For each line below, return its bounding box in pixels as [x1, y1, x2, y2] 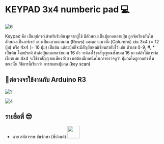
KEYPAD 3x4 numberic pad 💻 [5, 4, 130, 15]
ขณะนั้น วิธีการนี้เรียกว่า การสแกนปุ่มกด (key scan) [5, 61, 91, 67]
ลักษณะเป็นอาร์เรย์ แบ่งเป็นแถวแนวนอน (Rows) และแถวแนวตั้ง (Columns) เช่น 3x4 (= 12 [5, 38, 159, 44]
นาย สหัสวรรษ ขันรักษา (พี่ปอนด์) [12, 134, 66, 140]
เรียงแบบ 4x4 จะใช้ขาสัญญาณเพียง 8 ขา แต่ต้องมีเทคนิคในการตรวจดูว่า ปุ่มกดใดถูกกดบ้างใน [5, 55, 155, 61]
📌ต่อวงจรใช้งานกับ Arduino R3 [5, 75, 86, 84]
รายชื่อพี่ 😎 [5, 112, 32, 121]
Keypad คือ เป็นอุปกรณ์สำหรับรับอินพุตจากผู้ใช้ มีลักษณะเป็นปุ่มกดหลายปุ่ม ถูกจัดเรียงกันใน [5, 33, 154, 39]
